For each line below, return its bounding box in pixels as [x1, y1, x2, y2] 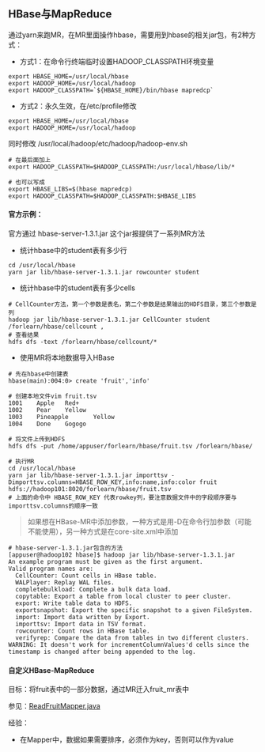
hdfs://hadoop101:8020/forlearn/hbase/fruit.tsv [8, 486, 172, 493]
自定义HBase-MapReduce [8, 665, 95, 675]
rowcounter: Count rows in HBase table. [15, 627, 150, 635]
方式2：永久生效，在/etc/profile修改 [19, 101, 137, 111]
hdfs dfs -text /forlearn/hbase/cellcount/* [8, 338, 157, 346]
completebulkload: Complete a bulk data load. [15, 586, 172, 594]
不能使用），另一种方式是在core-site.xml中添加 [27, 527, 179, 536]
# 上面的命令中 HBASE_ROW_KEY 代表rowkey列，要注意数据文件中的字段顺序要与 [8, 493, 237, 502]
